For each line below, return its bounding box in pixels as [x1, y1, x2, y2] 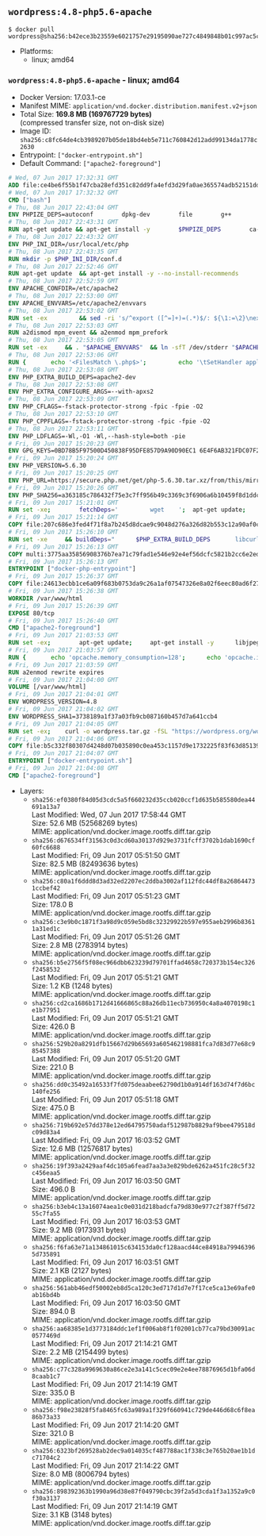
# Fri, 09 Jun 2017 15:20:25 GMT [8, 469, 119, 477]
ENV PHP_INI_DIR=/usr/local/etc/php [8, 240, 129, 248]
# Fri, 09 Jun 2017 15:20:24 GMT [8, 454, 119, 463]
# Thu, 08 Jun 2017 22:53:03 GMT [8, 321, 119, 329]
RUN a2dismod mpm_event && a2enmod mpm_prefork [8, 329, 169, 337]
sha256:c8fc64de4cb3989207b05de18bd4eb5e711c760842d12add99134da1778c [19, 137, 258, 144]
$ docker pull [8, 25, 55, 33]
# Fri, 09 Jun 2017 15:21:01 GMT [8, 499, 119, 506]
